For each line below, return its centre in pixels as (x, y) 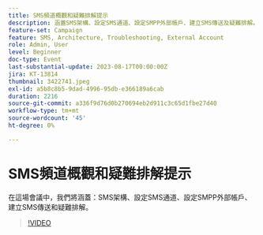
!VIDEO (39, 222)
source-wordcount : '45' (47, 118)
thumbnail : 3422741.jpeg (49, 81)
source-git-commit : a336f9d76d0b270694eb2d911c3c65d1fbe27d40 (113, 103)
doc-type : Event (35, 60)
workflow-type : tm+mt (44, 111)
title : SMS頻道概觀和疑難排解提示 (58, 15)
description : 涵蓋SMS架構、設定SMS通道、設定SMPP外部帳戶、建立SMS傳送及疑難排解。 (133, 23)
